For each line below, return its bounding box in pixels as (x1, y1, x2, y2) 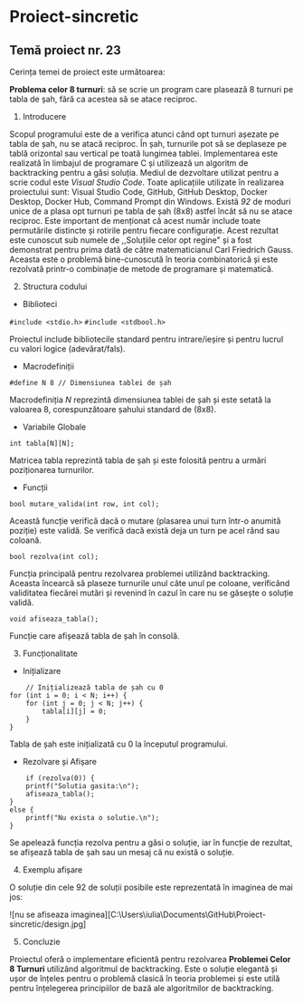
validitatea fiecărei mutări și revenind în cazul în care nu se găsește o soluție (9, 587, 294, 598)
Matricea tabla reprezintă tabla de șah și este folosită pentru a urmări (9, 455, 267, 466)
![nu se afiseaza (9, 909, 70, 920)
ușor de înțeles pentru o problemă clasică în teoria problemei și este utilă (9, 973, 280, 984)
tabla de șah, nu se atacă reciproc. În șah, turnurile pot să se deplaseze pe (9, 139, 288, 149)
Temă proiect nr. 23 (9, 43, 122, 58)
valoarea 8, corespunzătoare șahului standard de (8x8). (9, 404, 217, 414)
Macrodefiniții (22, 361, 75, 371)
